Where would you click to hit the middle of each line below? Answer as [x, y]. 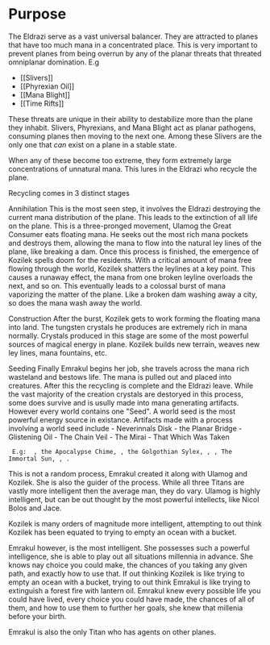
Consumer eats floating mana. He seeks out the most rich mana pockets [128, 234]
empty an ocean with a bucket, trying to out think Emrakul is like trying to [130, 582]
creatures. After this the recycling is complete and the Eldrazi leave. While [131, 385]
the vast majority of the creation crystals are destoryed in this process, [126, 394]
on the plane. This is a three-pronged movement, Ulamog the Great [120, 226]
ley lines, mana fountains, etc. [58, 352]
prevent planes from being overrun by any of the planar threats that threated [135, 53]
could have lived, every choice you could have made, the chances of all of [132, 599]
